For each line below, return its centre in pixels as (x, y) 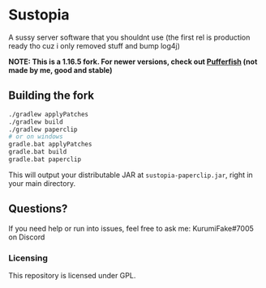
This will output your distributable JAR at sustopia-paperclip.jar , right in (131, 175)
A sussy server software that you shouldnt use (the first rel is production (129, 37)
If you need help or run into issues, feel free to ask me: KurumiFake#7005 (131, 228)
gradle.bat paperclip (45, 159)
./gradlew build (36, 122)
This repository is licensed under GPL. (72, 275)
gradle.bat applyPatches (50, 144)
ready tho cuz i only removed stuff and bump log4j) (94, 45)
